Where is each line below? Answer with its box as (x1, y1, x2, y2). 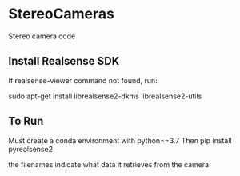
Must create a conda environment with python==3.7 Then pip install (8, 135, 232, 145)
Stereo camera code (8, 31, 76, 41)
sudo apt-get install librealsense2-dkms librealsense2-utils (8, 91, 202, 101)
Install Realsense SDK (8, 54, 120, 68)
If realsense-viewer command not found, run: (8, 75, 158, 85)
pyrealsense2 (8, 144, 54, 154)
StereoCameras (8, 5, 114, 23)
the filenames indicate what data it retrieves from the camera (8, 159, 210, 169)
